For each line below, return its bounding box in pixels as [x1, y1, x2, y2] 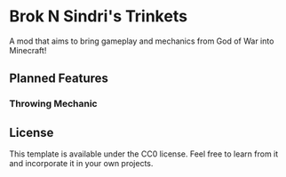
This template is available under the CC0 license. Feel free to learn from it [9, 149, 279, 159]
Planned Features [9, 71, 109, 86]
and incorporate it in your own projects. [9, 158, 154, 169]
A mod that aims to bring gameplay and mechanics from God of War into [9, 36, 274, 46]
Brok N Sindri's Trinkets [9, 6, 188, 27]
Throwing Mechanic [9, 98, 98, 110]
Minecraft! [9, 44, 47, 55]
